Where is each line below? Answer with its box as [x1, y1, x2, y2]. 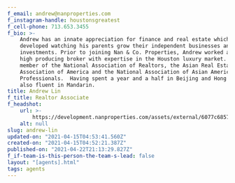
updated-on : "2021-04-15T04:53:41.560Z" [7, 133, 127, 140]
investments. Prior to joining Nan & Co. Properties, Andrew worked [20, 49, 224, 56]
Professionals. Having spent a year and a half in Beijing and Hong [20, 74, 227, 82]
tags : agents [7, 165, 45, 173]
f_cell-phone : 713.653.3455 [7, 23, 90, 30]
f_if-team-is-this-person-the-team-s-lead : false [7, 152, 155, 160]
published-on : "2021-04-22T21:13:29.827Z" [7, 146, 133, 153]
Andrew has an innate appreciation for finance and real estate [20, 36, 211, 43]
